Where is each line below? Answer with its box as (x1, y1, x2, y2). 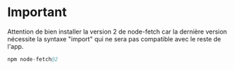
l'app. (7, 42, 24, 50)
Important (7, 4, 67, 20)
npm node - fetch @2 (7, 55, 58, 63)
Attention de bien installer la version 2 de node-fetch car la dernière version (7, 27, 228, 36)
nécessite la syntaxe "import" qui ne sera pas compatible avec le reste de (7, 34, 221, 43)
